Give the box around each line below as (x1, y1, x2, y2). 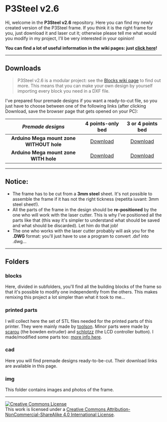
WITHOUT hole (25, 141, 62, 147)
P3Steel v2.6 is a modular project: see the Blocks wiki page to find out (17, 77, 161, 83)
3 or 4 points (126, 120, 158, 127)
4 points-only (85, 120, 119, 127)
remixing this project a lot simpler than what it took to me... (5, 294, 125, 300)
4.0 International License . (63, 412, 115, 418)
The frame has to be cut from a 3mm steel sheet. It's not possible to (12, 190, 153, 197)
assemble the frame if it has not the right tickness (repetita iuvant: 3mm (12, 196, 159, 202)
